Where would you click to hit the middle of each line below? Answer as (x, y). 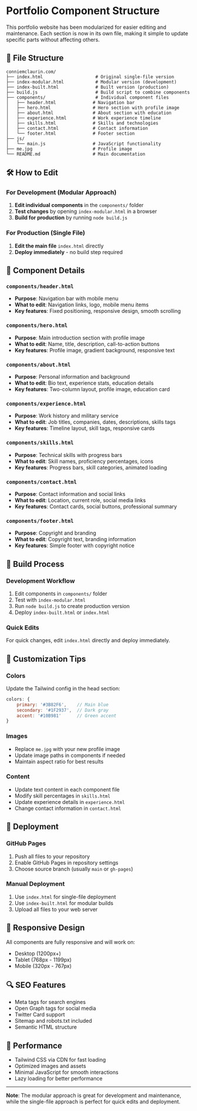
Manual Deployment (35, 884)
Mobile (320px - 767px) (43, 966)
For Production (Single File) (46, 233)
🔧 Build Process (35, 564)
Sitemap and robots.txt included (53, 1021)
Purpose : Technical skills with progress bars (68, 455)
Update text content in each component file (67, 789)
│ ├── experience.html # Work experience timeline (84, 118)
